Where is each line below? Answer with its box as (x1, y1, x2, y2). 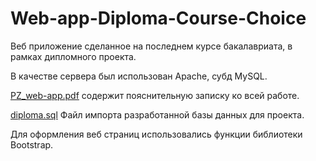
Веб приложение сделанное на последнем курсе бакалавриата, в (10, 40, 293, 52)
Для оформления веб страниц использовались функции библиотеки (10, 128, 303, 140)
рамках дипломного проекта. (10, 50, 137, 62)
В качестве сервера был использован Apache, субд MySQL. (10, 70, 268, 82)
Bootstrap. (10, 138, 54, 151)
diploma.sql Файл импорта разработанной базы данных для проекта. (10, 108, 305, 121)
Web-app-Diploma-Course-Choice (10, 7, 307, 30)
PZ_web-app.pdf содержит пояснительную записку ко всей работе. (10, 89, 300, 101)
